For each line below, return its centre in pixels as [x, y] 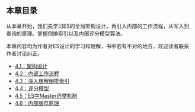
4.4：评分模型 [32, 88]
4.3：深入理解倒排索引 [42, 81]
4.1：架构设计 [31, 66]
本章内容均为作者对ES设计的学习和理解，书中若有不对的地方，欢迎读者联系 [98, 46]
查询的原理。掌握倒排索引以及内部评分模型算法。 [66, 33]
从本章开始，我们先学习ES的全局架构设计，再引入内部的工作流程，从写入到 [98, 26]
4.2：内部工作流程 [37, 73]
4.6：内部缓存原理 [37, 103]
